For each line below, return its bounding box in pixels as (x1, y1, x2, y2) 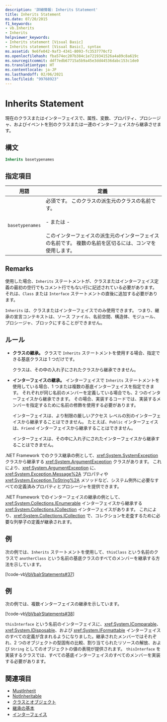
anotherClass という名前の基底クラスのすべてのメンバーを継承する (19, 555, 156, 561)
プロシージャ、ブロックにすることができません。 (5, 320, 105, 325)
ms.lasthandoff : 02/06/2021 (5, 72, 64, 77)
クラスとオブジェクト (12, 699, 56, 705)
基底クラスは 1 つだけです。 (21, 356, 78, 362)
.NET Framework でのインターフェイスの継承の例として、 (5, 494, 123, 500)
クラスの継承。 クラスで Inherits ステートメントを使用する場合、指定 (12, 350, 156, 356)
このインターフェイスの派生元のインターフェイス (45, 232, 160, 239)
